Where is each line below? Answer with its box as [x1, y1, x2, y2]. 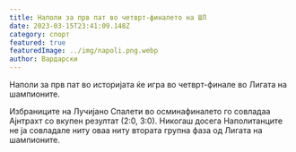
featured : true [9, 38, 66, 47]
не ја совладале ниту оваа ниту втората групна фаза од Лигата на [9, 125, 263, 135]
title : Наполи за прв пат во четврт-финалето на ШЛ [9, 13, 206, 22]
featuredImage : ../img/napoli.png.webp [9, 46, 159, 55]
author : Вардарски [9, 55, 78, 63]
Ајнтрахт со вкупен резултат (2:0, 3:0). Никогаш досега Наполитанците [9, 115, 283, 126]
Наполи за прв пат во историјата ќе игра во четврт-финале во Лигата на [9, 80, 287, 89]
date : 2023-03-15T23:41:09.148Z [9, 21, 130, 30]
